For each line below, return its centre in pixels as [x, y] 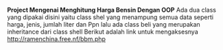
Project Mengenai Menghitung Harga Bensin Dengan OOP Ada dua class [111, 10]
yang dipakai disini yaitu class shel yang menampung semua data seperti [110, 17]
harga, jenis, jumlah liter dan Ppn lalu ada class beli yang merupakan [104, 24]
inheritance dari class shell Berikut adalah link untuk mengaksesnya [103, 32]
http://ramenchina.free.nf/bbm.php [57, 39]
